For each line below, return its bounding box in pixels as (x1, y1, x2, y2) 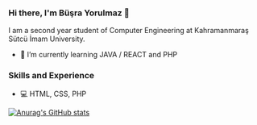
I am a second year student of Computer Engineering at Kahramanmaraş (8, 26, 250, 35)
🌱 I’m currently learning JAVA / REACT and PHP (19, 50, 178, 60)
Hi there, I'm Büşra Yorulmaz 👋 (8, 7, 131, 19)
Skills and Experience (8, 70, 95, 81)
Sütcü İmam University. (8, 34, 86, 44)
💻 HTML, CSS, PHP (19, 89, 87, 98)
